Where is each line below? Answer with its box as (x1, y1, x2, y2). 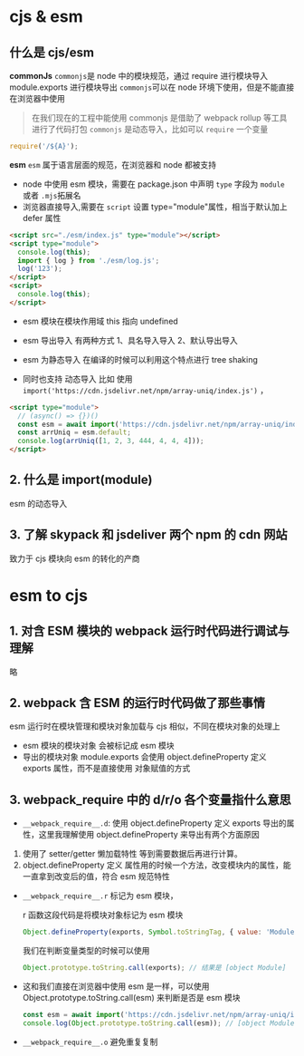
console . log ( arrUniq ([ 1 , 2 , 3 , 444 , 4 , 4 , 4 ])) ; (17, 437, 204, 446)
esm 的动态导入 (9, 498, 68, 509)
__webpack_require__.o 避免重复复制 (22, 1036, 158, 1047)
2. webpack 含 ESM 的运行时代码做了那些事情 (9, 695, 266, 711)
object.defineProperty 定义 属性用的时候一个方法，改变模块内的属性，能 (22, 859, 291, 871)
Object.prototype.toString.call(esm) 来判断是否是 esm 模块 (22, 993, 241, 1003)
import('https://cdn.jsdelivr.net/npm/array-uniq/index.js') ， (22, 384, 269, 395)
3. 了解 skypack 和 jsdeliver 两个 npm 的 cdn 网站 (9, 528, 288, 543)
